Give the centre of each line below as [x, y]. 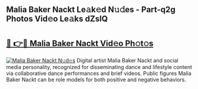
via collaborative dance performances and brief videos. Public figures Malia [99, 73]
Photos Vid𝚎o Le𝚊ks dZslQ [57, 19]
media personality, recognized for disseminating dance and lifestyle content [99, 67]
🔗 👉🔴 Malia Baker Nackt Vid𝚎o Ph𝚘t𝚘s [80, 43]
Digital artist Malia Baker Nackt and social [127, 60]
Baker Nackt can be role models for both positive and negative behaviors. [96, 80]
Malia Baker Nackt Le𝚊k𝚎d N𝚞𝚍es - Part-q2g [91, 10]
